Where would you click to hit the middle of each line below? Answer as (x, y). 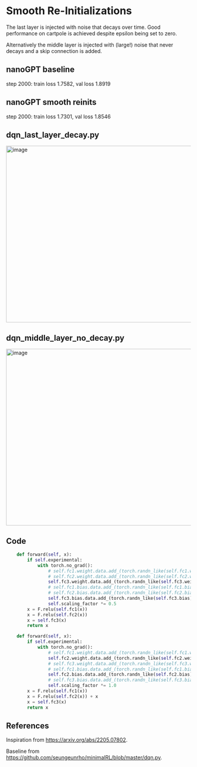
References (28, 726)
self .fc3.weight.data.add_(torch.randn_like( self (110, 582)
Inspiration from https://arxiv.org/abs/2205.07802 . (67, 740)
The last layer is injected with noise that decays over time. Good (84, 27)
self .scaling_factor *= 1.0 (82, 686)
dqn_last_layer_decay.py (53, 135)
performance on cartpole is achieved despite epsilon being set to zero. (91, 33)
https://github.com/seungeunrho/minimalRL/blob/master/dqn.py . (84, 758)
